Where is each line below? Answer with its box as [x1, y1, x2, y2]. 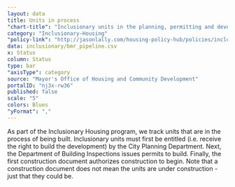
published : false [7, 88, 58, 95]
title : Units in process [7, 17, 80, 24]
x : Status [7, 50, 36, 57]
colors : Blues [7, 102, 49, 109]
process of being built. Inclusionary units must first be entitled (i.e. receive [7, 134, 222, 143]
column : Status [7, 56, 52, 63]
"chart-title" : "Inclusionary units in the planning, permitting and [7, 23, 215, 30]
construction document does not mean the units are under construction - [7, 164, 218, 172]
